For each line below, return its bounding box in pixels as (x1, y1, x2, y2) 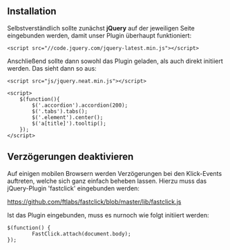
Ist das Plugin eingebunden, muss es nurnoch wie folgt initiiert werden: (7, 211, 209, 219)
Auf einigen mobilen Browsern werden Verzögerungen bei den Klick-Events (7, 169, 222, 177)
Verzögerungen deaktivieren (7, 151, 134, 163)
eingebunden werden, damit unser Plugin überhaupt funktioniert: (7, 31, 192, 39)
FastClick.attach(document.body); (32, 230, 131, 238)
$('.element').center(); (32, 114, 104, 120)
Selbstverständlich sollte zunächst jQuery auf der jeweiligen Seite (7, 24, 195, 32)
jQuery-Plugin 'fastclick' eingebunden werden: (7, 184, 140, 193)
